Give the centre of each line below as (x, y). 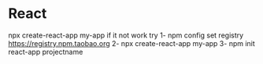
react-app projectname (46, 52)
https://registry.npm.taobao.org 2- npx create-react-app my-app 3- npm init (132, 43)
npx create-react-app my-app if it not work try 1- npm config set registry (126, 35)
